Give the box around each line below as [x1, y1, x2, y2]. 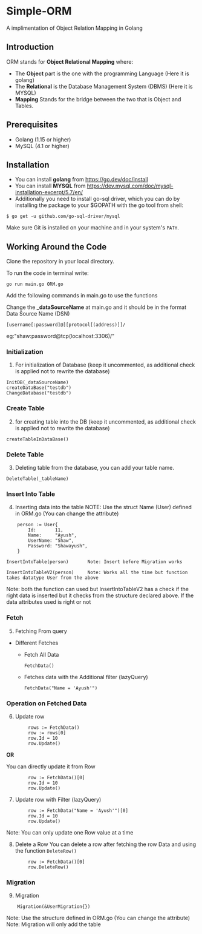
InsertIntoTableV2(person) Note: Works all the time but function [6, 569, 188, 576]
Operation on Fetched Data [6, 699, 87, 708]
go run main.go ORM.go [6, 281, 64, 288]
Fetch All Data [24, 651, 59, 658]
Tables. [15, 102, 34, 109]
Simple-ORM [6, 4, 72, 18]
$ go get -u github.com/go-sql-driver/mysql [6, 214, 120, 220]
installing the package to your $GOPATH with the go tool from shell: [15, 201, 183, 209]
